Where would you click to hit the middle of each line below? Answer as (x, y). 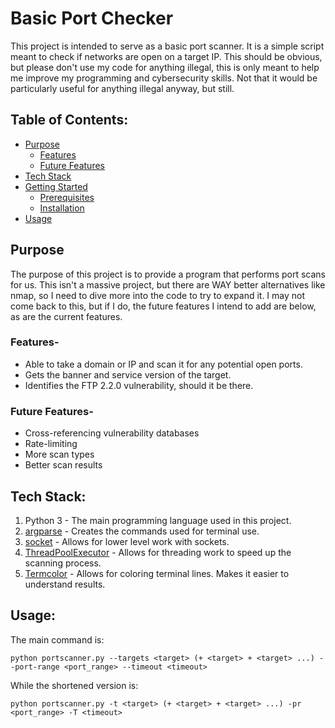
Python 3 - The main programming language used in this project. (158, 520)
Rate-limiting (51, 444)
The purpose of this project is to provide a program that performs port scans (168, 274)
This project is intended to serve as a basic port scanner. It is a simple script (167, 46)
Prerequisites (67, 197)
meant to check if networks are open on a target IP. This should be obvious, (166, 56)
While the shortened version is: (74, 685)
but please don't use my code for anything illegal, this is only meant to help (165, 67)
